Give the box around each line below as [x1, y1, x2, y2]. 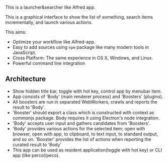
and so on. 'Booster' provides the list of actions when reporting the [12, 136, 151, 142]
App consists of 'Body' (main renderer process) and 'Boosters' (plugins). [12, 93, 163, 100]
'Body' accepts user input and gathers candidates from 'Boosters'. [12, 120, 150, 126]
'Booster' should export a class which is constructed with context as [12, 109, 154, 115]
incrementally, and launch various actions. [5, 20, 93, 25]
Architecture [5, 75, 46, 84]
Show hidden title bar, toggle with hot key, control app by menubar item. [12, 88, 162, 94]
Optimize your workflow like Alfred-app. [12, 39, 96, 45]
